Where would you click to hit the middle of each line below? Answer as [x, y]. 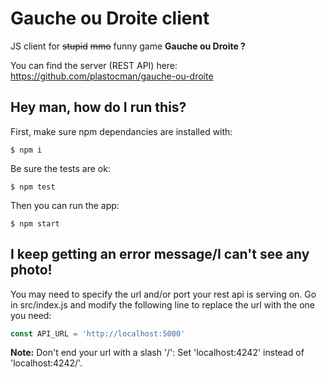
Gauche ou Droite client [110, 18]
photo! [31, 270]
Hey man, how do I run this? [98, 107]
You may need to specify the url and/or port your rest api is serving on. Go [163, 294]
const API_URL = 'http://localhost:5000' [98, 333]
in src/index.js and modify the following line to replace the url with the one [163, 304]
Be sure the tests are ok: [60, 168]
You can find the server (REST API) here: [94, 65]
